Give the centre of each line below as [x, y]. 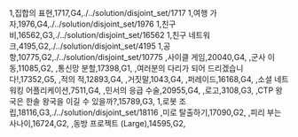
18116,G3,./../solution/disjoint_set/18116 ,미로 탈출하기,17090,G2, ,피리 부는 [149, 112]
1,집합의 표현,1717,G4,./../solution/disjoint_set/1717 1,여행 [109, 13]
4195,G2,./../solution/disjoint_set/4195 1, [91, 46]
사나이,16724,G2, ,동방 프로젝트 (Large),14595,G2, [98, 123]
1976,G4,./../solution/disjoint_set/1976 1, [90, 24]
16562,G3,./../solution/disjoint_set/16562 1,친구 [102, 35]
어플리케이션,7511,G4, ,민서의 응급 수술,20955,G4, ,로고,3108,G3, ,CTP [149, 90]
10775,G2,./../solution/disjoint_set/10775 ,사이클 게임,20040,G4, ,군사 [141, 57]
